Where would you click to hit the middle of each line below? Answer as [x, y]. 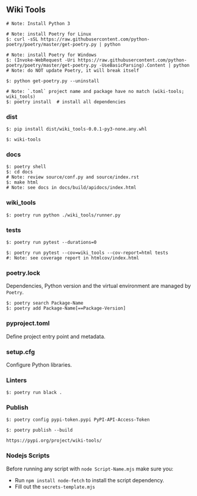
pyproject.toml [28, 323]
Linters [17, 380]
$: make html [22, 182]
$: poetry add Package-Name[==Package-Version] [66, 309]
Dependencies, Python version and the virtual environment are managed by [99, 286]
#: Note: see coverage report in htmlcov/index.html [73, 258]
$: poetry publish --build [39, 430]
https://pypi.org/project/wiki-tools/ [54, 441]
